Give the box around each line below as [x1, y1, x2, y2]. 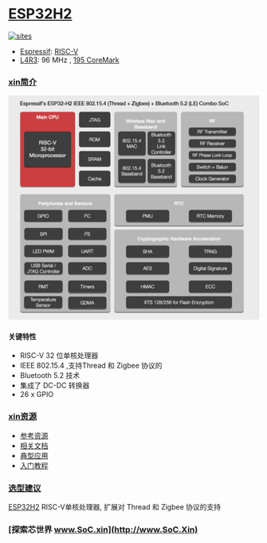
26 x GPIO [19, 390, 54, 399]
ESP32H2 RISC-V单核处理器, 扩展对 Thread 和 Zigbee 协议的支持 [8, 502, 222, 511]
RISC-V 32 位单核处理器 [19, 351, 99, 360]
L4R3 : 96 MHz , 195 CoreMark [19, 55, 120, 65]
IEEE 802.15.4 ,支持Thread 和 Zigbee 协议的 [19, 360, 163, 371]
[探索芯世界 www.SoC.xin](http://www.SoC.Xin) [8, 524, 198, 535]
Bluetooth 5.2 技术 [19, 371, 80, 380]
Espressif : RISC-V [19, 46, 79, 56]
